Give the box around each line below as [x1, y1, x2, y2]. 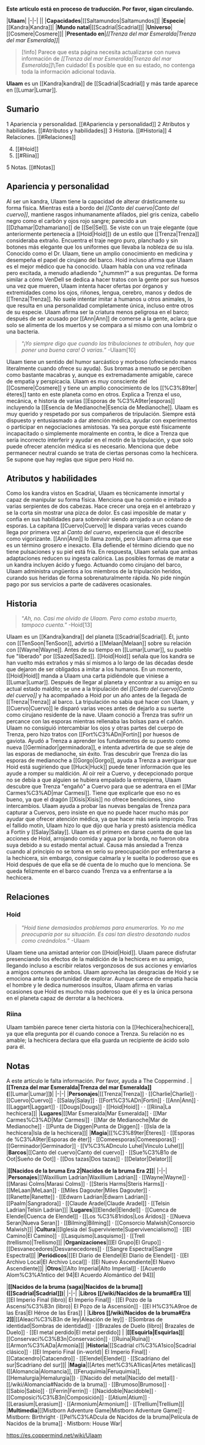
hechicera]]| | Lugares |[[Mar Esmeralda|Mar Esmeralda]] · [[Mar [6, 1110, 167, 1117]
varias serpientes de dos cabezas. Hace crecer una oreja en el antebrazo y [6, 502, 196, 510]
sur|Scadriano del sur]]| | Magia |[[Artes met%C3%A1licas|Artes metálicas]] [6, 1361, 196, 1368]
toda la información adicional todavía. [21, 68, 116, 75]
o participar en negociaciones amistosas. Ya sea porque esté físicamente [6, 423, 191, 431]
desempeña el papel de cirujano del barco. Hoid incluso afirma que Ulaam [6, 256, 193, 263]
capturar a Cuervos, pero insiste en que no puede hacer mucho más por [6, 809, 188, 817]
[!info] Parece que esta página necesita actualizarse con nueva [21, 48, 181, 56]
